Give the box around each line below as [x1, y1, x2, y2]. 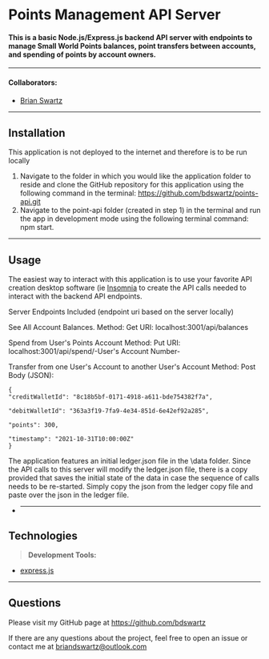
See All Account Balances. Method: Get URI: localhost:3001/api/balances [8, 323, 249, 332]
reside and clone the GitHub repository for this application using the [19, 180, 244, 190]
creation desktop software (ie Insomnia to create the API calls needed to [8, 283, 247, 293]
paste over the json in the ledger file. [8, 490, 130, 500]
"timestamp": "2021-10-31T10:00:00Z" [8, 435, 134, 444]
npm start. [19, 223, 54, 232]
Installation [8, 126, 66, 139]
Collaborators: [8, 78, 58, 87]
